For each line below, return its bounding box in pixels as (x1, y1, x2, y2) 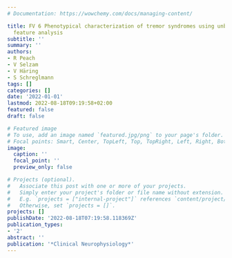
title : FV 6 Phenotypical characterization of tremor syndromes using (7, 22, 215, 30)
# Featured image (7, 125, 57, 132)
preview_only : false (13, 164, 72, 171)
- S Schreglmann (7, 74, 54, 81)
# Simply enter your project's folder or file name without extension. (7, 189, 224, 196)
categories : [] (7, 87, 51, 94)
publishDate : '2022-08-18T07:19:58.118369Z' (7, 215, 137, 222)
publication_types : (7, 221, 64, 228)
